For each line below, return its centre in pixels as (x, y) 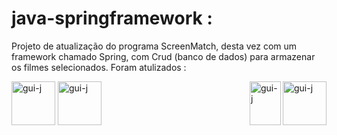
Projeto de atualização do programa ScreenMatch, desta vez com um (154, 46)
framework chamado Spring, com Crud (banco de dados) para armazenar (163, 56)
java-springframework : (112, 18)
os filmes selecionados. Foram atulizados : (99, 67)
